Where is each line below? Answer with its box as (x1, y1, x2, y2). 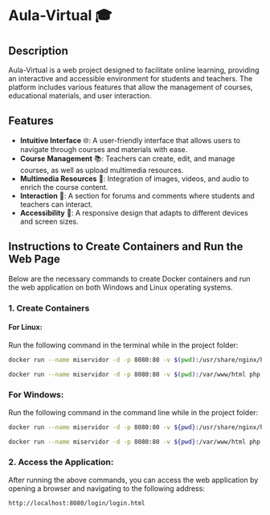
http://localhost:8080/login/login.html (8, 499, 146, 507)
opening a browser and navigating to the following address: (8, 484, 205, 493)
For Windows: (8, 389, 64, 401)
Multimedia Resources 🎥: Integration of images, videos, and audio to (19, 174, 249, 183)
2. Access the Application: (8, 456, 114, 468)
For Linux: (8, 323, 43, 332)
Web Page (8, 253, 60, 266)
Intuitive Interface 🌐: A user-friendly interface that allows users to (19, 135, 241, 145)
